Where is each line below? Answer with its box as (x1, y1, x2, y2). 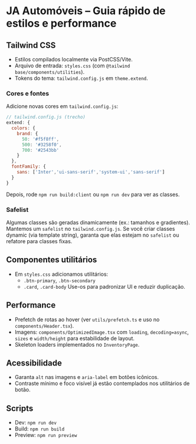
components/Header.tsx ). (14, 322, 74, 329)
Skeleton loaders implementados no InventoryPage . (14, 341, 140, 348)
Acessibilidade (6, 358, 62, 368)
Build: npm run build (14, 425, 65, 432)
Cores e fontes (6, 89, 49, 97)
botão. (14, 386, 31, 393)
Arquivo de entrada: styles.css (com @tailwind (14, 62, 130, 69)
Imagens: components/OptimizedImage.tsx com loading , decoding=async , (14, 328, 189, 335)
